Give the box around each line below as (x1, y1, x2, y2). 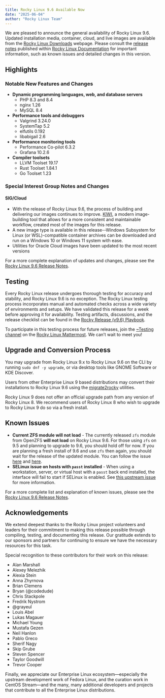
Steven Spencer (12, 651, 45, 657)
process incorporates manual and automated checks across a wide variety (5, 301, 157, 307)
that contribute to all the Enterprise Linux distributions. (5, 687, 116, 693)
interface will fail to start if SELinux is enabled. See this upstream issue (12, 474, 156, 480)
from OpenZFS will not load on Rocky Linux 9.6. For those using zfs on (12, 437, 157, 443)
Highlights (5, 65, 38, 74)
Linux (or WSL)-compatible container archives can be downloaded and (12, 232, 157, 238)
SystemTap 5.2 (19, 123, 50, 129)
